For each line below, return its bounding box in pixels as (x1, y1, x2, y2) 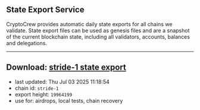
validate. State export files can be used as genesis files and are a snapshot (6, 27, 190, 34)
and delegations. (6, 39, 48, 46)
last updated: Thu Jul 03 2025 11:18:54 (14, 78, 110, 85)
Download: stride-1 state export (6, 62, 127, 73)
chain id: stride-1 (14, 84, 59, 92)
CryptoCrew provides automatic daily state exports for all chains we (6, 20, 173, 27)
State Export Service (6, 5, 85, 15)
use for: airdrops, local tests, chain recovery (14, 97, 123, 104)
